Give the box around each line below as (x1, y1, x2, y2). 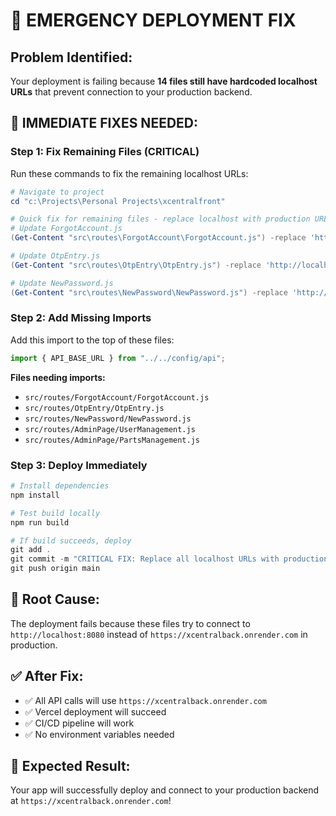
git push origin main (10, 564, 101, 574)
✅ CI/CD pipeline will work (24, 717, 135, 729)
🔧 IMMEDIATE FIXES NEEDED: (10, 115, 198, 132)
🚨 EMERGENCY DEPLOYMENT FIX (10, 9, 297, 32)
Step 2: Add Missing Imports (10, 311, 152, 325)
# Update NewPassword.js (10, 278, 114, 288)
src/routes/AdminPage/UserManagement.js (24, 424, 196, 434)
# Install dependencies (10, 481, 110, 491)
